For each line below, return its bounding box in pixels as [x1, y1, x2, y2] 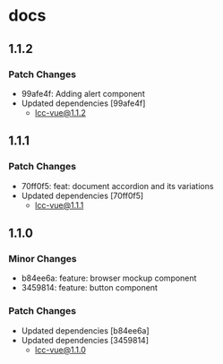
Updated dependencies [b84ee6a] [21, 325, 150, 336]
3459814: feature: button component [21, 282, 159, 293]
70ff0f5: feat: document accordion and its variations [21, 180, 214, 191]
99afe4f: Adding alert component [21, 88, 145, 99]
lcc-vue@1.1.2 [34, 107, 87, 117]
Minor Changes [8, 252, 77, 264]
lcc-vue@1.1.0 [34, 344, 86, 355]
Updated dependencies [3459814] [21, 334, 150, 345]
